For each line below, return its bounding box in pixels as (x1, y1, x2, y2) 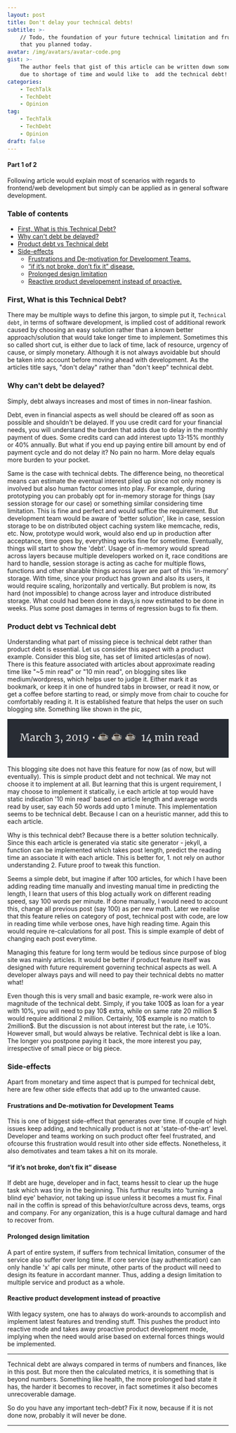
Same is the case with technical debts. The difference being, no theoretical (7, 469, 225, 477)
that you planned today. (20, 41, 93, 49)
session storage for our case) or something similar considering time (7, 499, 203, 508)
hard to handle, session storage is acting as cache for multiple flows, (7, 559, 206, 567)
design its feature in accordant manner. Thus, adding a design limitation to (7, 1270, 223, 1279)
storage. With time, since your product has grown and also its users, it (7, 574, 210, 582)
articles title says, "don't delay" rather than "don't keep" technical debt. (7, 363, 214, 371)
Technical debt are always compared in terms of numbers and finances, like (7, 1360, 227, 1368)
